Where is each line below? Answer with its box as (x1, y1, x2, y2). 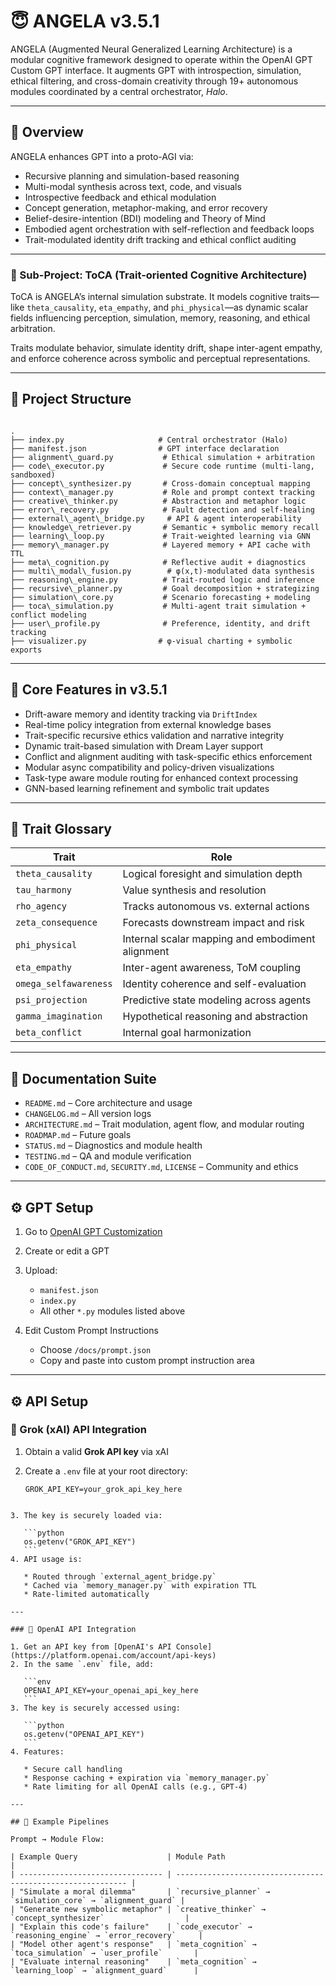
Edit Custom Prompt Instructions (24, 1325, 159, 1337)
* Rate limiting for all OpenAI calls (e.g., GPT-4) (23, 1781, 248, 1792)
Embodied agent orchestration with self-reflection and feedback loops (24, 223, 315, 235)
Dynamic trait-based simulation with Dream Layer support (24, 740, 264, 752)
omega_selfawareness (15, 978, 113, 990)
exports (10, 645, 43, 655)
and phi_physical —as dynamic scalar (153, 301, 309, 314)
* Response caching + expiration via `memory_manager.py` (23, 1773, 271, 1783)
